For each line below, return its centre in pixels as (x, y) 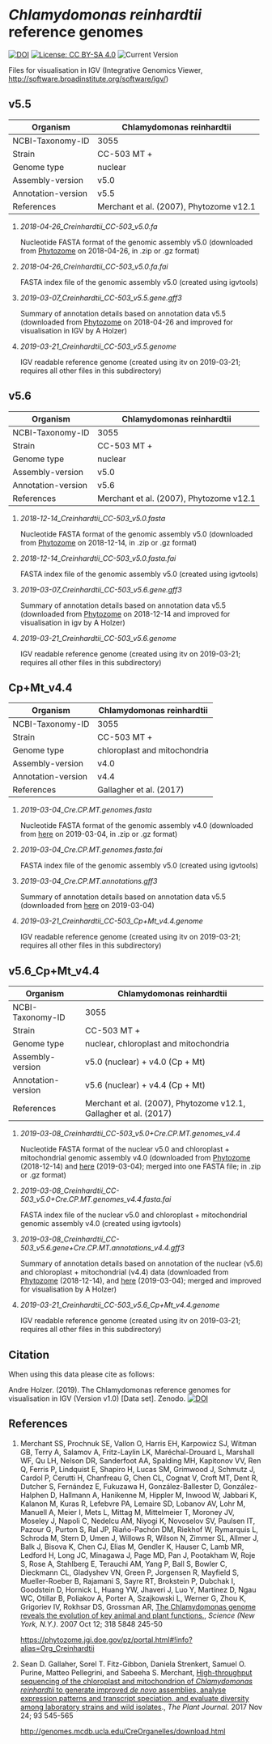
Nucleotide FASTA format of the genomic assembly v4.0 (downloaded (136, 825)
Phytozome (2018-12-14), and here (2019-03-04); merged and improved (140, 1281)
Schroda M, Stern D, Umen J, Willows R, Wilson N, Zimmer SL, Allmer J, (139, 1538)
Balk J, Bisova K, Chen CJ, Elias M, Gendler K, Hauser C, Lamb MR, (132, 1547)
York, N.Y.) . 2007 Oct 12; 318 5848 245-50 (91, 1623)
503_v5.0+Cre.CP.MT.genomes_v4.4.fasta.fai (96, 1199)
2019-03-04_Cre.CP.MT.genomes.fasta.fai (91, 850)
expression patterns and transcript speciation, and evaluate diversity (134, 1698)
